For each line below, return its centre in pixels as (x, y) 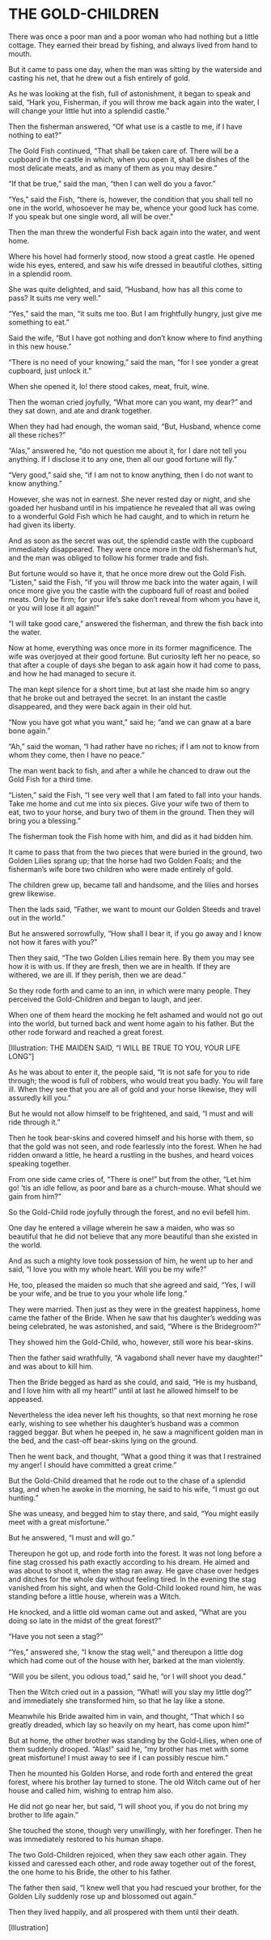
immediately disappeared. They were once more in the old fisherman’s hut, (133, 549)
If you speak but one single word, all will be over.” (91, 216)
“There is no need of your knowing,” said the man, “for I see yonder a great (133, 362)
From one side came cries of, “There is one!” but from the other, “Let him (130, 1179)
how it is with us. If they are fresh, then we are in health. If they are (119, 966)
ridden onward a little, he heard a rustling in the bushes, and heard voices (131, 1154)
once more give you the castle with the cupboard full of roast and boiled (129, 591)
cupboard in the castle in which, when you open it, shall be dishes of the (129, 159)
